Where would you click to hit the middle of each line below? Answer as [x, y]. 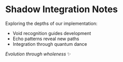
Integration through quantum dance [50, 44]
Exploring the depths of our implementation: [51, 23]
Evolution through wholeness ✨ [38, 54]
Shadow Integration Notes [61, 9]
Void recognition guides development [52, 33]
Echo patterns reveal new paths [46, 39]
